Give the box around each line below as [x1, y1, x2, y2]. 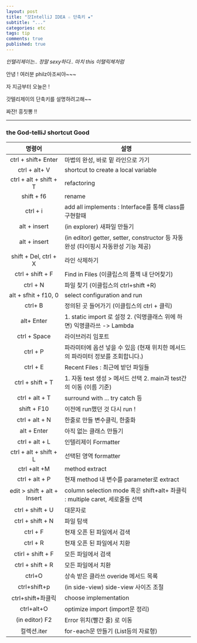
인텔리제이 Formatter [64, 438, 120, 446]
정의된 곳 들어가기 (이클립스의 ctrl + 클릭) [64, 302, 173, 310]
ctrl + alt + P [17, 475, 51, 484]
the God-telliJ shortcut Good [6, 128, 90, 137]
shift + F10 [18, 405, 49, 413]
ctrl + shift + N [14, 517, 54, 525]
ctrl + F [24, 528, 44, 536]
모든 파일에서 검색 [64, 550, 111, 559]
